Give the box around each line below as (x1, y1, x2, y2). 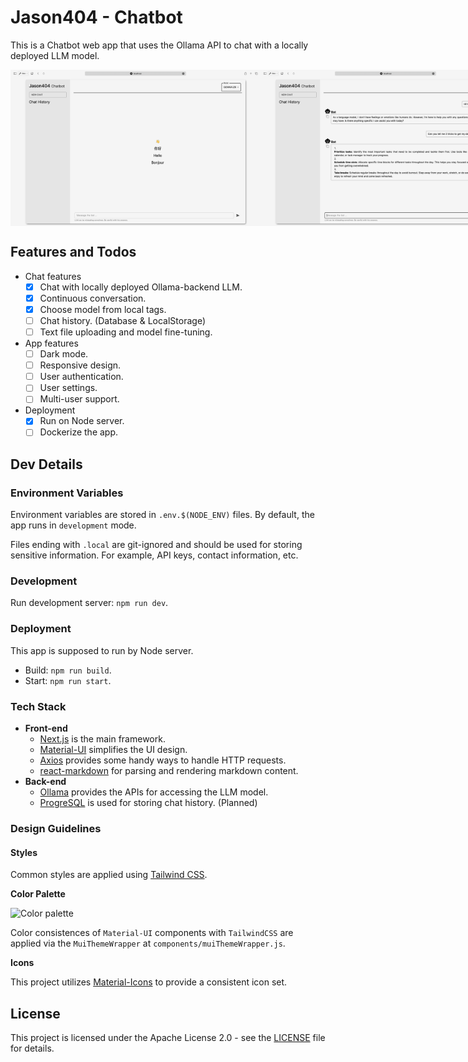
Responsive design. (39, 359, 122, 371)
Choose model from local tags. (39, 303, 167, 315)
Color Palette (10, 888, 66, 900)
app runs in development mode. (10, 519, 137, 531)
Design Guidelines (10, 822, 102, 835)
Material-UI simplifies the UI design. (39, 744, 188, 756)
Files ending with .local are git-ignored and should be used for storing (10, 539, 303, 551)
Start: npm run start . (24, 674, 112, 686)
